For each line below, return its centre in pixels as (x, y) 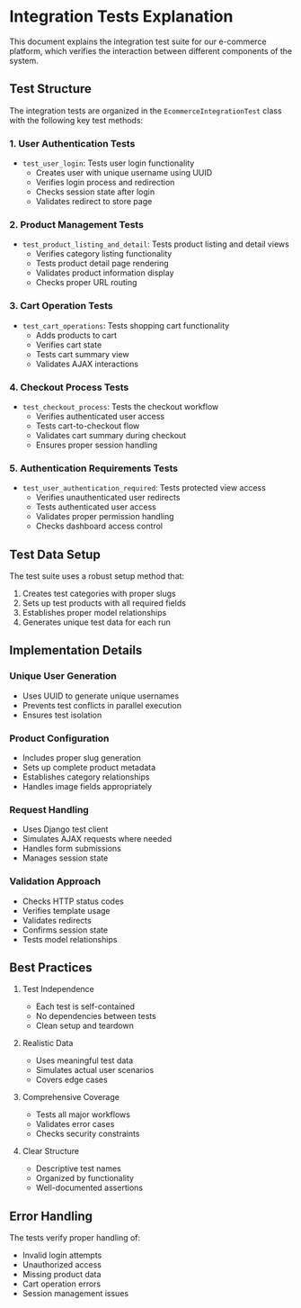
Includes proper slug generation (82, 758)
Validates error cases (75, 1124)
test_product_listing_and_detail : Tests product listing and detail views (155, 244)
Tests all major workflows (83, 1114)
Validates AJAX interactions (87, 364)
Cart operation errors (62, 1284)
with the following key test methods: (76, 120)
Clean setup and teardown (85, 1026)
